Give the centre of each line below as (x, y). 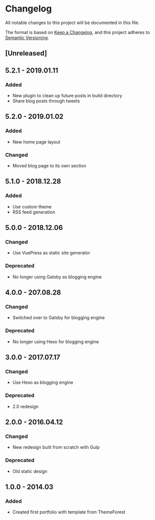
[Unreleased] (26, 53)
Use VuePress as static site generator (51, 253)
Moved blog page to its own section (49, 166)
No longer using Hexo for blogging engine (55, 342)
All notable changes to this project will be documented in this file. (72, 23)
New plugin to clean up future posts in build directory (67, 96)
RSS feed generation (34, 212)
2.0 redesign (25, 406)
